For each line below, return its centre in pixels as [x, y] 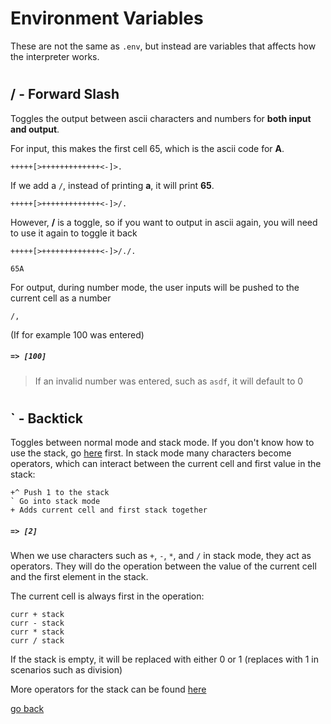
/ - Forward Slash [65, 94]
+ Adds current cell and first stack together [109, 510]
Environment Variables [107, 18]
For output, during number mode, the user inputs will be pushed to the [155, 287]
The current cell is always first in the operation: [107, 596]
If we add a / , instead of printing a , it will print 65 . [112, 185]
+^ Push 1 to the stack [60, 493]
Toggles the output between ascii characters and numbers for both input [161, 118]
